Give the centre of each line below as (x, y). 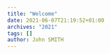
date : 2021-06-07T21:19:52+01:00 (56, 20)
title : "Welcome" (32, 14)
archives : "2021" (32, 27)
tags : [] (20, 33)
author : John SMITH (36, 40)
